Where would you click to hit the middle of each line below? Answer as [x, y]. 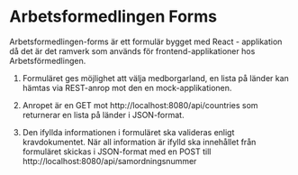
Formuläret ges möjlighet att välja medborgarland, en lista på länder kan [156, 78]
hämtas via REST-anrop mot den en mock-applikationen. [127, 87]
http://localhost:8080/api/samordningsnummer [109, 161]
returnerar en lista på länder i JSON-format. [103, 115]
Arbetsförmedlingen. [48, 60]
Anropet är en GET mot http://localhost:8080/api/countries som [140, 105]
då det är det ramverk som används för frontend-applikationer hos [132, 51]
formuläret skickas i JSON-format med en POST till [117, 152]
